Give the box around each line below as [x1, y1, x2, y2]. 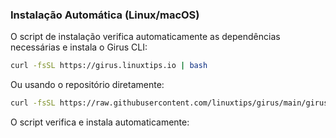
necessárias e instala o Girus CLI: [10, 41, 148, 53]
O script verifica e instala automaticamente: [10, 116, 190, 128]
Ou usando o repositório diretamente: [10, 79, 165, 91]
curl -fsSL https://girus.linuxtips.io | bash [10, 61, 208, 71]
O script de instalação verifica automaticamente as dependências [10, 31, 281, 43]
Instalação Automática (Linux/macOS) [10, 8, 200, 22]
